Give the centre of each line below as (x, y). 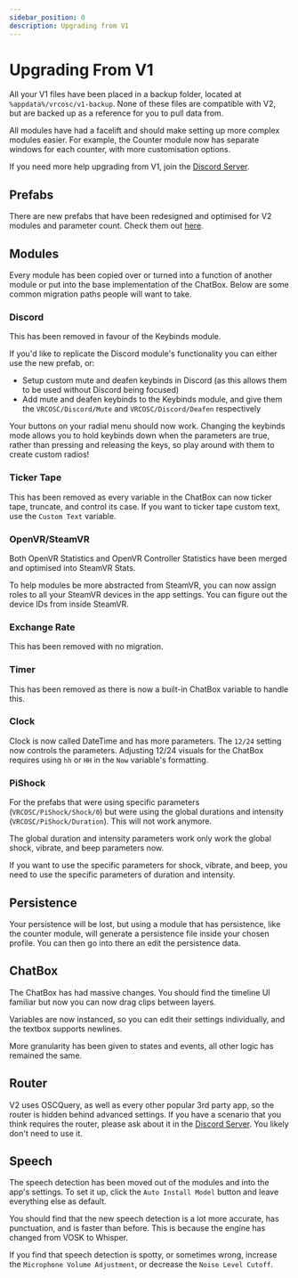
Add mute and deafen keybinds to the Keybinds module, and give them (152, 399)
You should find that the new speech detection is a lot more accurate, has (144, 1219)
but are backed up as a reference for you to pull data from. (117, 113)
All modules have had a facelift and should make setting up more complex (145, 131)
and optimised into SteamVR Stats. (72, 567)
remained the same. (46, 1055)
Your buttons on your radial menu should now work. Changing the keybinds (148, 426)
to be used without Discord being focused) (101, 390)
